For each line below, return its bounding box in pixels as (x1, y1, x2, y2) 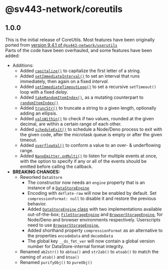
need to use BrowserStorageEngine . (27, 222, 100, 228)
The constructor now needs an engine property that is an (27, 179, 145, 185)
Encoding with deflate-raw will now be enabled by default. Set (27, 190, 157, 196)
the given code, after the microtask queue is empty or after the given (20, 132, 162, 137)
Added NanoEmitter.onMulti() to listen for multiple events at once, (20, 153, 157, 159)
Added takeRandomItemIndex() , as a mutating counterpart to (20, 94, 144, 100)
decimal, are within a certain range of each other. (20, 121, 122, 127)
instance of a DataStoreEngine (27, 185, 90, 191)
